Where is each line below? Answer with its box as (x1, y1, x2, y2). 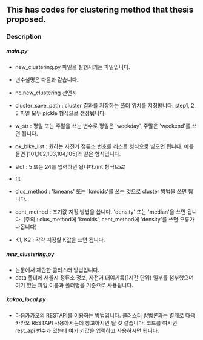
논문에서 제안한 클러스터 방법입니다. (15, 266, 100, 274)
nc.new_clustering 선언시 (15, 89, 78, 96)
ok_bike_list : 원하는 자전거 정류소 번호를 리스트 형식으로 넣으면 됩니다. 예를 (15, 143, 195, 150)
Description (6, 33, 42, 41)
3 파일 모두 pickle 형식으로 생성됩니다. (15, 110, 106, 117)
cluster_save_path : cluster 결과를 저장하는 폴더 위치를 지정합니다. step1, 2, (15, 102, 196, 110)
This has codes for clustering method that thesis (6, 5, 194, 15)
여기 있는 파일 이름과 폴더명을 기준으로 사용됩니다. (15, 281, 133, 289)
